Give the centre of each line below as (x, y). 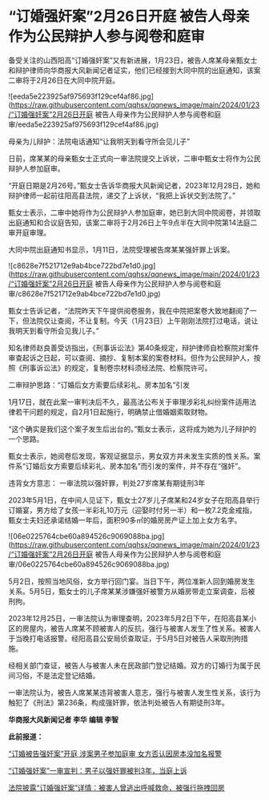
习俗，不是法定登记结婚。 (57, 675)
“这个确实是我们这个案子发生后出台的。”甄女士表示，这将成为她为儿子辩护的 (132, 429)
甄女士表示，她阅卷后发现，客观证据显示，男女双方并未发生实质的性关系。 (131, 456)
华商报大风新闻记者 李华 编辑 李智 (63, 719)
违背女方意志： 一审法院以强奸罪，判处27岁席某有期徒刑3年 (107, 483)
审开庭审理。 (29, 232)
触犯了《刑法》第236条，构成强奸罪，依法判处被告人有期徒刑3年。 (119, 702)
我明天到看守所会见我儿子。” (54, 330)
